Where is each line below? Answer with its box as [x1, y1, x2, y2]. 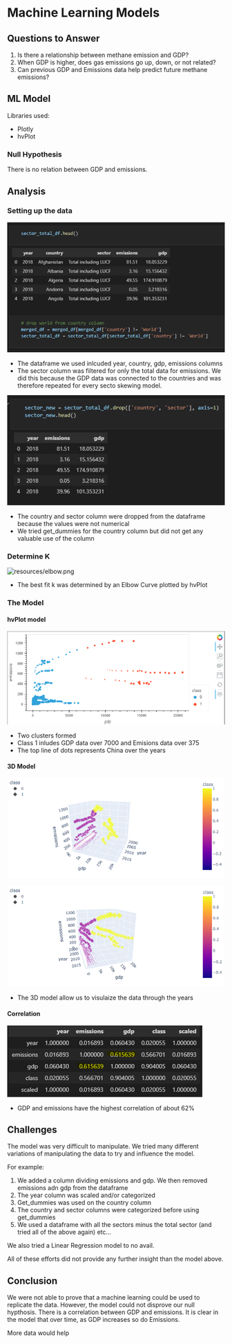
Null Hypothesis [7, 149, 62, 159]
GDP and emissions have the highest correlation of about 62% [17, 1103, 195, 1112]
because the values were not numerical [17, 520, 130, 528]
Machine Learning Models [7, 5, 160, 21]
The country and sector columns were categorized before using [17, 1206, 200, 1214]
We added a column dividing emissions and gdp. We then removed [17, 1176, 208, 1185]
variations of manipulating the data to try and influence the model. [7, 1149, 195, 1158]
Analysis [7, 185, 46, 197]
